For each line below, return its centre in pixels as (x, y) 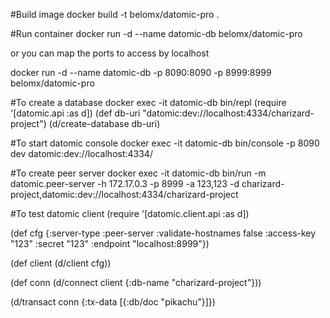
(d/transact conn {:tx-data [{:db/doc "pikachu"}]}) (113, 302)
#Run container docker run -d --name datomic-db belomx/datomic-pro (156, 33)
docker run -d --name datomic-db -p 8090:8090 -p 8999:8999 (141, 72)
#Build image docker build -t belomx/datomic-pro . (115, 14)
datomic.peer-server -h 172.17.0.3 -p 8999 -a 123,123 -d (125, 183)
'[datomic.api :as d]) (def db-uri (75, 113)
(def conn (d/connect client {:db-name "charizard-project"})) (136, 282)
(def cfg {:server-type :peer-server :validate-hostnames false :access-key (163, 233)
